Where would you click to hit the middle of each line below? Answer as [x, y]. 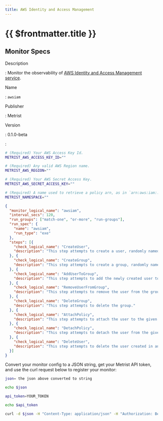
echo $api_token [21, 405]
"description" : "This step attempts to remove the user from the [81, 292]
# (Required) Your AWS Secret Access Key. [49, 180]
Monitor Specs [28, 52]
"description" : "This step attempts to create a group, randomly [81, 265]
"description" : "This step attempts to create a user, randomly [80, 251]
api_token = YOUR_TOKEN [27, 396]
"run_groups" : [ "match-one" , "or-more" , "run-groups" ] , [67, 220]
